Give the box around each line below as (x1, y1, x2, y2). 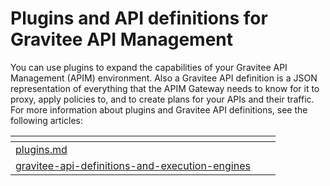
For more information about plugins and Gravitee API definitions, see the (10, 103, 308, 116)
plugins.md (15, 142, 68, 156)
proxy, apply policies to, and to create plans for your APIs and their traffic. (10, 93, 315, 105)
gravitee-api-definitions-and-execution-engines (15, 158, 251, 172)
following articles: (10, 114, 84, 126)
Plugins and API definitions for (10, 7, 268, 30)
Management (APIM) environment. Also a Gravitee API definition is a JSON (10, 72, 318, 84)
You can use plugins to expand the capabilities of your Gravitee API (10, 61, 288, 73)
